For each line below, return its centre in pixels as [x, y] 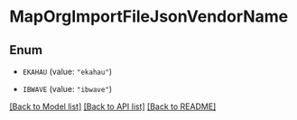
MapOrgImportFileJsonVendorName [149, 17]
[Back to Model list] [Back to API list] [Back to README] [113, 106]
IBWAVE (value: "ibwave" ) [67, 89]
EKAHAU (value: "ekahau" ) [67, 71]
